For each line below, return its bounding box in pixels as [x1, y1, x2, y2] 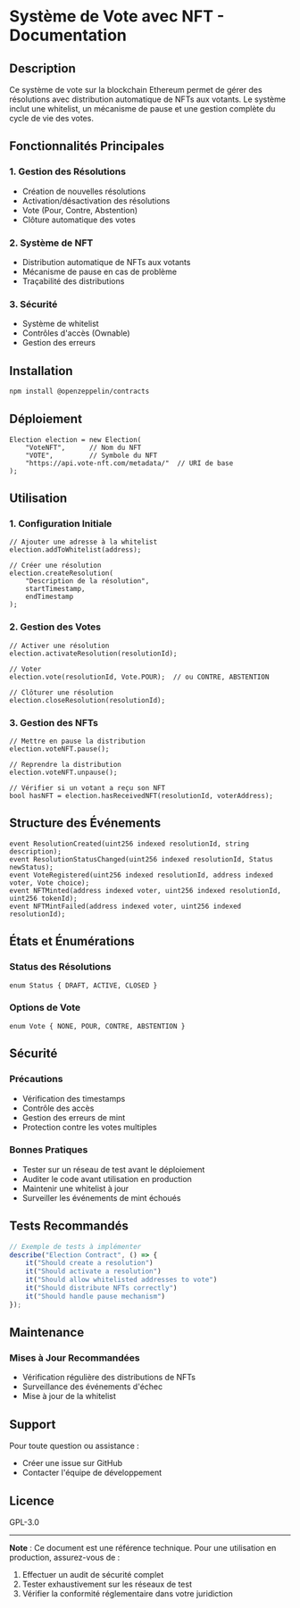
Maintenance [9, 1325, 85, 1340]
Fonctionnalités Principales [9, 138, 165, 154]
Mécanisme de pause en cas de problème [21, 266, 177, 277]
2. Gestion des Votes [9, 621, 101, 633]
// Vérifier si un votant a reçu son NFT [9, 784, 166, 793]
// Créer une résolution [9, 561, 102, 571]
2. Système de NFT [9, 237, 94, 249]
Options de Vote [9, 1002, 81, 1014]
